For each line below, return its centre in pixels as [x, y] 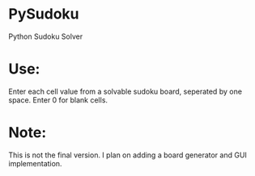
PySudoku [44, 14]
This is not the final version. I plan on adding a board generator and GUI [127, 155]
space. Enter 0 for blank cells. [58, 100]
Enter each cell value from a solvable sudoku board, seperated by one [125, 91]
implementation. [35, 163]
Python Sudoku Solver [46, 36]
